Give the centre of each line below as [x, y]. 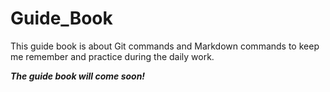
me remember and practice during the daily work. [112, 56]
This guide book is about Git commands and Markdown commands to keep [165, 46]
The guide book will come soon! [78, 76]
